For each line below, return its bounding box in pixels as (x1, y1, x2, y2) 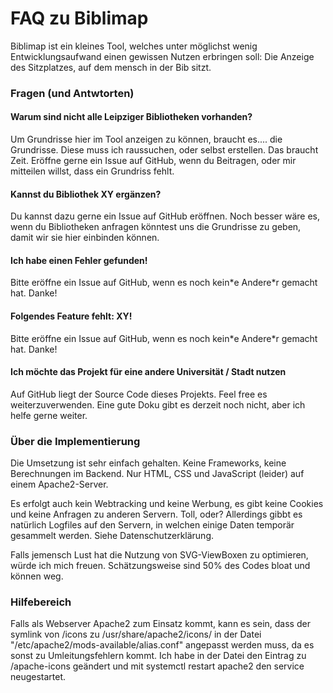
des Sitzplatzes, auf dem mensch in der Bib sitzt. (10, 61, 212, 73)
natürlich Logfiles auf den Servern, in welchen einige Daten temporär (10, 519, 295, 531)
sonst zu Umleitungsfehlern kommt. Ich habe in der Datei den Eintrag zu (10, 650, 307, 662)
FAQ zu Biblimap (10, 7, 149, 30)
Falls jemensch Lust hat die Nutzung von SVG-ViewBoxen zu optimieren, (10, 549, 309, 561)
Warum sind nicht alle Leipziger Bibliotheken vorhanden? (10, 111, 253, 123)
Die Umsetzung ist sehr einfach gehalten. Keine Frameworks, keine (10, 457, 287, 469)
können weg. (10, 570, 64, 582)
